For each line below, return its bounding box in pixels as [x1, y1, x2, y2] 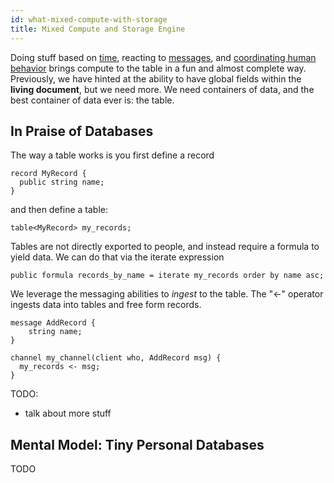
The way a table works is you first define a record [10, 149, 215, 161]
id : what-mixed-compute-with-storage [10, 14, 168, 25]
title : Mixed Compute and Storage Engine [10, 24, 186, 34]
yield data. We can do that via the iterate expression [10, 251, 225, 263]
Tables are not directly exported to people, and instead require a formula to [10, 241, 320, 253]
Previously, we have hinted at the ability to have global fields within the [10, 72, 302, 85]
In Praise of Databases [10, 122, 154, 140]
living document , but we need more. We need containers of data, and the [10, 83, 315, 95]
